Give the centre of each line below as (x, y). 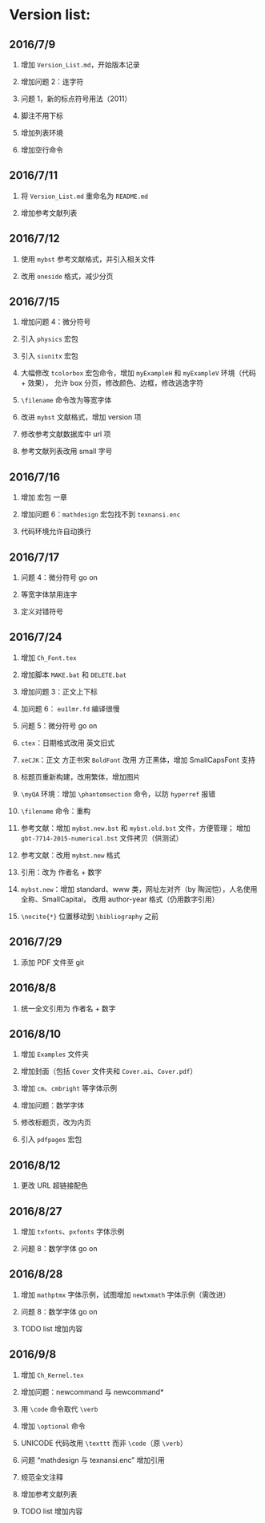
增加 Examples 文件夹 (54, 1054)
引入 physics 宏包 (49, 339)
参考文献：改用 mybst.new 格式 (70, 855)
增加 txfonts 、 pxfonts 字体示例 (72, 1231)
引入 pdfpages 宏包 (51, 1140)
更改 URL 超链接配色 (54, 1185)
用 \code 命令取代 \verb (59, 1408)
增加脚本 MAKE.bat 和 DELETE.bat (74, 674)
